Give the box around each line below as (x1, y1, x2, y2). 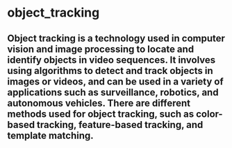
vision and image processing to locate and (7, 43, 194, 55)
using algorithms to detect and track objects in (7, 64, 213, 77)
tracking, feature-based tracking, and (37, 119, 204, 131)
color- (195, 108, 224, 120)
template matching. (7, 129, 94, 141)
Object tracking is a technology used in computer (7, 33, 226, 44)
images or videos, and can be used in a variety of (7, 75, 224, 87)
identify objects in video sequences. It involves (7, 54, 216, 66)
